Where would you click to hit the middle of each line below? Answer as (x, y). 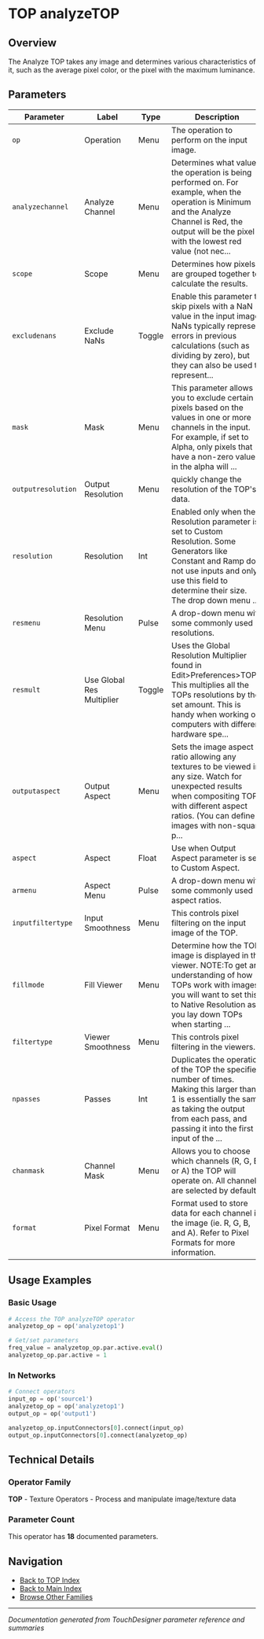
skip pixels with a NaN (212, 306)
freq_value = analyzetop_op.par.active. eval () (86, 1348)
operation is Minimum (211, 201)
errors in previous (204, 335)
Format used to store (210, 1203)
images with (194, 825)
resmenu (26, 623)
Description (217, 116)
